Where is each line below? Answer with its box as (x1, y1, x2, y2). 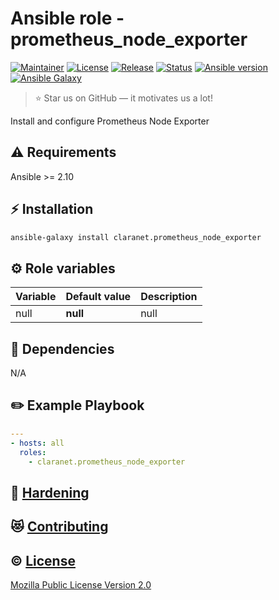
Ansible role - (10, 7, 125, 30)
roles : (19, 447, 47, 457)
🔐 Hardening (10, 484, 90, 501)
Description (140, 290, 198, 304)
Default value (65, 290, 132, 304)
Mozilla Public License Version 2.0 (10, 578, 152, 591)
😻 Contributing (10, 518, 109, 536)
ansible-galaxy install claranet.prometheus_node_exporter (10, 232, 262, 242)
